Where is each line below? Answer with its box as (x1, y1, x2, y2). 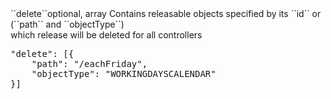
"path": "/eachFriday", (31, 58, 148, 69)
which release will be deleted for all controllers (10, 29, 203, 41)
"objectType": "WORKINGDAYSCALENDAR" (31, 68, 217, 79)
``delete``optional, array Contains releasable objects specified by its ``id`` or (10, 8, 322, 19)
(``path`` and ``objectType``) (10, 18, 125, 30)
